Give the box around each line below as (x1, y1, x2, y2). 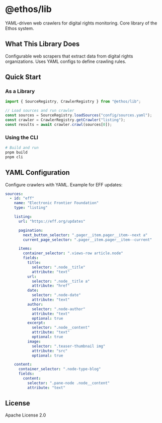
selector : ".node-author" (31, 306, 85, 312)
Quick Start (5, 73, 41, 81)
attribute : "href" (31, 283, 70, 288)
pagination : (18, 228, 43, 233)
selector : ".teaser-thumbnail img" (31, 344, 106, 349)
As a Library (5, 88, 35, 95)
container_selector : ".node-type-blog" (18, 367, 101, 372)
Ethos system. (5, 25, 34, 31)
